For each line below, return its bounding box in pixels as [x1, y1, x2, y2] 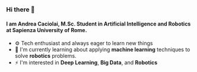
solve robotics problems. [14, 52, 77, 60]
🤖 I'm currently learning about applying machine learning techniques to [14, 46, 190, 53]
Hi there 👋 [6, 5, 36, 14]
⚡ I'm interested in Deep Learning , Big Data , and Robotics [14, 59, 158, 66]
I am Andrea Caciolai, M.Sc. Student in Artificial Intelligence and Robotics [6, 20, 191, 27]
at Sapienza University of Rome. [6, 26, 87, 33]
